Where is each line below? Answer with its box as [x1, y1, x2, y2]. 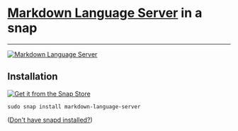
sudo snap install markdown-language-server [7, 103, 141, 110]
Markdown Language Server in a [7, 5, 203, 21]
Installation [7, 71, 58, 83]
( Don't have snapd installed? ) [7, 115, 93, 124]
